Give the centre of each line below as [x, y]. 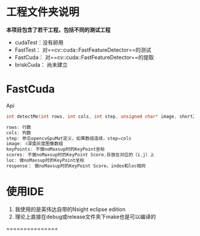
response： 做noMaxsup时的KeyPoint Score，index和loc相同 [76, 166]
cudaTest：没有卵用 [39, 42]
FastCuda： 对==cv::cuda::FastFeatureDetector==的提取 [84, 57]
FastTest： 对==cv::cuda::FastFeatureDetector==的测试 [83, 50]
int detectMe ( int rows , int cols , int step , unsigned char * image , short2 [101, 117]
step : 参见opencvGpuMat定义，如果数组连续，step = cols [69, 138]
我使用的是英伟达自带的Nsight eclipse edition [70, 209]
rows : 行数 [19, 127]
